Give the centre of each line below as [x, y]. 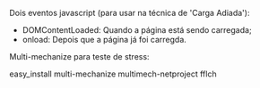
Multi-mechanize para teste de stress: [79, 56]
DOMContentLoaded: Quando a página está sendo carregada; [137, 30]
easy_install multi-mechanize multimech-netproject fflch [113, 74]
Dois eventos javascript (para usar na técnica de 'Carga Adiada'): [130, 13]
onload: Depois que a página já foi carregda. [104, 40]
